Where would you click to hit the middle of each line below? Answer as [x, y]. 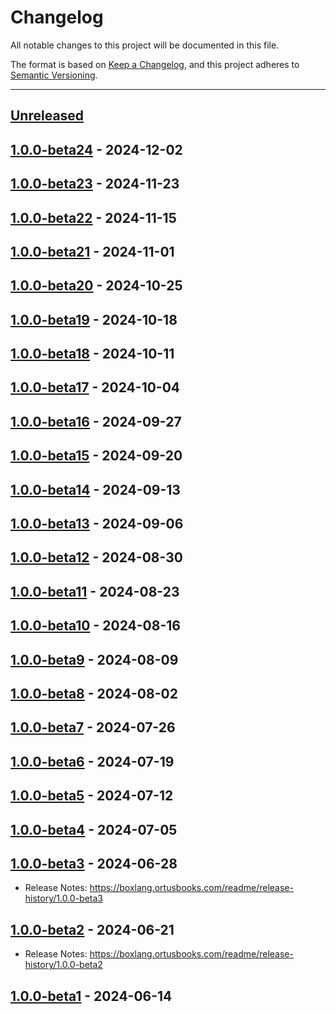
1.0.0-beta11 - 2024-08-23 [95, 591]
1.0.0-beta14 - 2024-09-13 [95, 489]
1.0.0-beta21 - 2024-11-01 [92, 251]
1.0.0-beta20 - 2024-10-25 [96, 286]
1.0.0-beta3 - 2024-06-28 [94, 863]
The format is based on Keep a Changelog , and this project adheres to [155, 64]
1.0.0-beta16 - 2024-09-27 [96, 421]
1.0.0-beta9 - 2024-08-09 [94, 659]
